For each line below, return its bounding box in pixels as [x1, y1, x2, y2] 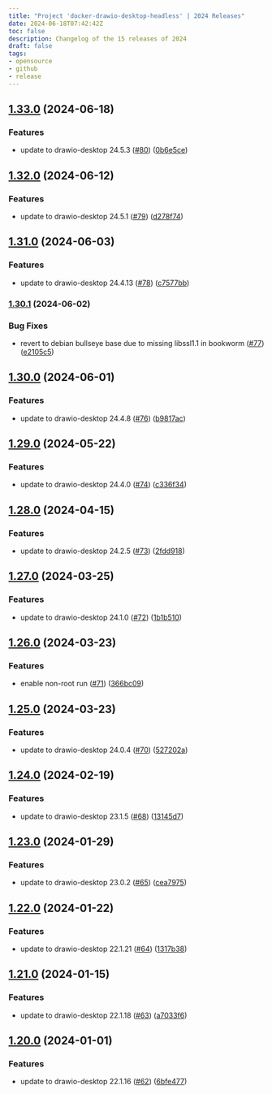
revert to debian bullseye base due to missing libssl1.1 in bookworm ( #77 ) [19, 338, 265, 348]
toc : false [8, 27, 45, 35]
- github [8, 65, 38, 73]
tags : [8, 50, 27, 58]
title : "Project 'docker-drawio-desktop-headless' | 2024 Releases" [8, 11, 245, 20]
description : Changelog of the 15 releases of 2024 [8, 34, 187, 43]
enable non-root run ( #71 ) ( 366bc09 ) [19, 679, 145, 689]
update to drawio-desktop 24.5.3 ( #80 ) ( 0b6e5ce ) [19, 145, 188, 155]
